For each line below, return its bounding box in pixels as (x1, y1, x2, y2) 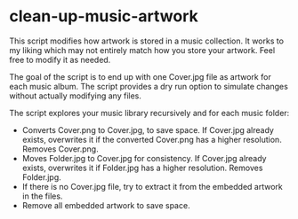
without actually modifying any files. (9, 90, 142, 101)
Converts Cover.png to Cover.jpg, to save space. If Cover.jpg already (21, 124, 274, 135)
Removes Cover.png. (21, 144, 100, 154)
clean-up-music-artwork (9, 6, 198, 27)
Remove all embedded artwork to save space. (21, 199, 190, 210)
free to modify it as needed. (9, 54, 111, 65)
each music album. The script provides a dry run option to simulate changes (9, 81, 289, 91)
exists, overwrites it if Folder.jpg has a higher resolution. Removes (21, 162, 263, 173)
